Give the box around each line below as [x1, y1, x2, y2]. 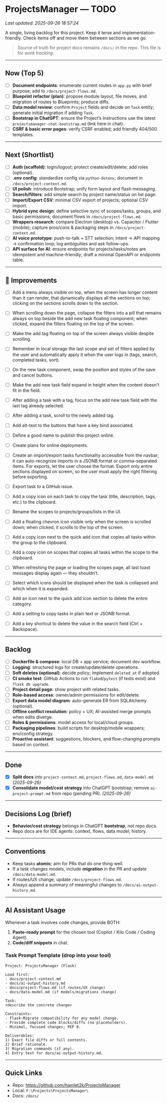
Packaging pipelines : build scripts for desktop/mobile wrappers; [12, 725, 145, 731]
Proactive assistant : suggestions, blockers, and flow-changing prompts [12, 736, 161, 742]
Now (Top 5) [5, 69, 44, 78]
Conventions [5, 847, 46, 856]
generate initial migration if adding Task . [12, 110, 94, 116]
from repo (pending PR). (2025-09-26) [51, 790, 131, 796]
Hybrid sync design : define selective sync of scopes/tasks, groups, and [12, 208, 161, 214]
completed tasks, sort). [12, 357, 60, 363]
